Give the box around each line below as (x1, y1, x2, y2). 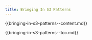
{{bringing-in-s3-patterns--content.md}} (5, 20, 88, 26)
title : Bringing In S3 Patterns (5, 7, 71, 12)
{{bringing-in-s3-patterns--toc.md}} (5, 29, 78, 35)
